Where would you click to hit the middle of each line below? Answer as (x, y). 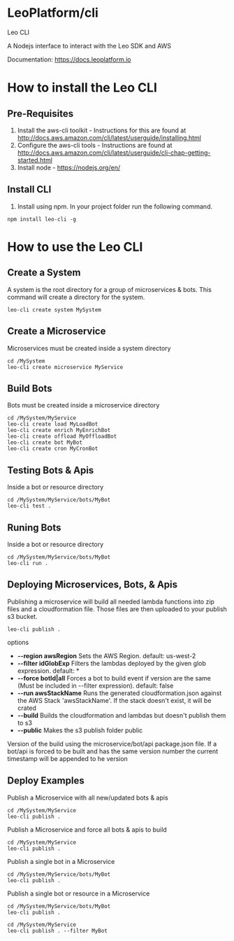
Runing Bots (34, 528)
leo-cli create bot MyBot (45, 442)
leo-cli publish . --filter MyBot (58, 930)
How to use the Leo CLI (75, 247)
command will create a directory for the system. (76, 297)
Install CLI (29, 189)
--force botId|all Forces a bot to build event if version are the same (114, 678)
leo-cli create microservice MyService (65, 367)
